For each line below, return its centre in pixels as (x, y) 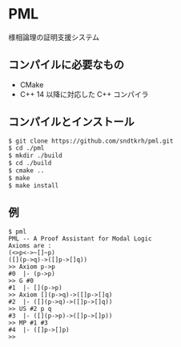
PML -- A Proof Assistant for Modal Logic (80, 238)
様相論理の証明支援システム (54, 37)
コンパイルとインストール (71, 122)
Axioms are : (30, 245)
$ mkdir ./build (35, 156)
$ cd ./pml (26, 148)
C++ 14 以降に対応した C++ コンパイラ (84, 94)
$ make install (34, 185)
